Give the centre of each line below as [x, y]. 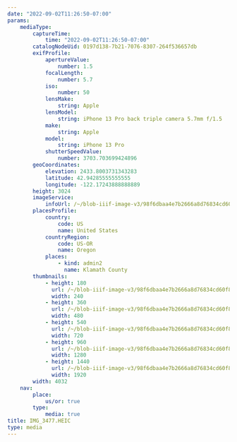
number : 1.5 [75, 66]
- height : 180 [66, 283]
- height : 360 [66, 303]
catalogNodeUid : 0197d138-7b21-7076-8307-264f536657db [115, 47]
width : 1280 [69, 355]
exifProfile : [52, 54]
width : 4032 [50, 381]
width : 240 [67, 296]
